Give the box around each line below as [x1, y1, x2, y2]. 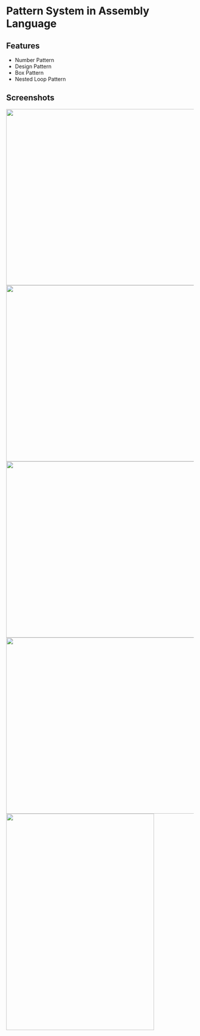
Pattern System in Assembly [6, 4, 150, 18]
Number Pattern [14, 57, 55, 63]
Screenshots [6, 93, 55, 103]
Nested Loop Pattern [14, 76, 66, 82]
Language [6, 17, 57, 30]
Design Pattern [14, 63, 52, 70]
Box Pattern [14, 69, 44, 76]
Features [6, 41, 40, 51]
